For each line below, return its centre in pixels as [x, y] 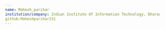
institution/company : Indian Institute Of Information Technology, [76, 14]
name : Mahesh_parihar [27, 10]
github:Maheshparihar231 [30, 19]
